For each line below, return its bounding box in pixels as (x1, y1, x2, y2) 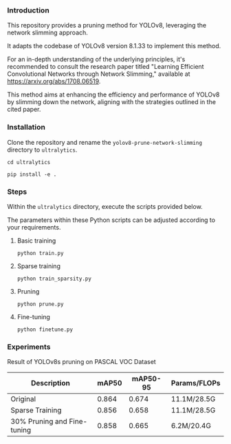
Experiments (7, 342, 51, 352)
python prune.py (16, 301, 64, 307)
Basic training (16, 236, 56, 245)
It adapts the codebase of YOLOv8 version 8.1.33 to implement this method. (7, 42, 221, 50)
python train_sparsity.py (16, 275, 91, 282)
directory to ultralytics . (7, 145, 78, 154)
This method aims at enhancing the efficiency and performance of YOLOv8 (7, 90, 220, 99)
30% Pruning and (10, 416, 67, 426)
